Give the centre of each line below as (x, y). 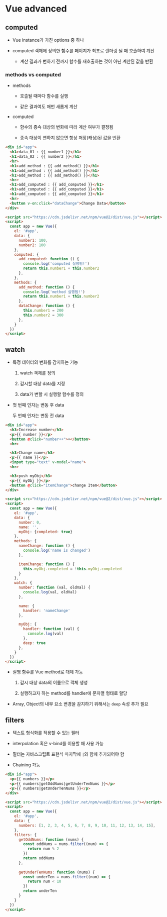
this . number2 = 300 (43, 315)
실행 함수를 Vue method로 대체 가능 (48, 672)
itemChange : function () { (46, 564)
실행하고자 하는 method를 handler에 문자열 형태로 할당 (73, 693)
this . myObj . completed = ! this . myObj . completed (72, 569)
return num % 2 (43, 849)
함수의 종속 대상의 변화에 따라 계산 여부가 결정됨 (66, 127)
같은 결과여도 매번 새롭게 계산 (48, 107)
